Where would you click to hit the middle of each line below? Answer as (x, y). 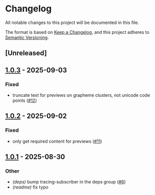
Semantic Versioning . (27, 37)
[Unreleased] (26, 53)
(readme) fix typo (30, 187)
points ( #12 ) (25, 101)
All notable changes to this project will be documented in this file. (72, 22)
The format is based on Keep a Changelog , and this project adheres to (77, 32)
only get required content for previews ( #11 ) (57, 141)
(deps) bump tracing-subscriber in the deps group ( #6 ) (69, 182)
